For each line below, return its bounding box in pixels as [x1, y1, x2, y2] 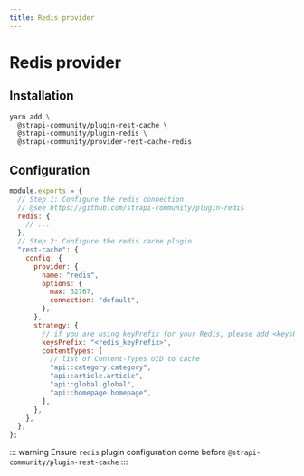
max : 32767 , [49, 287, 95, 297]
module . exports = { [9, 186, 83, 195]
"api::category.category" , [49, 363, 152, 372]
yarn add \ [9, 112, 51, 121]
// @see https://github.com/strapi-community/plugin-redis [17, 203, 245, 213]
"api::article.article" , [49, 372, 144, 381]
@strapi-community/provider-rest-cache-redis [17, 138, 193, 147]
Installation [9, 88, 74, 104]
